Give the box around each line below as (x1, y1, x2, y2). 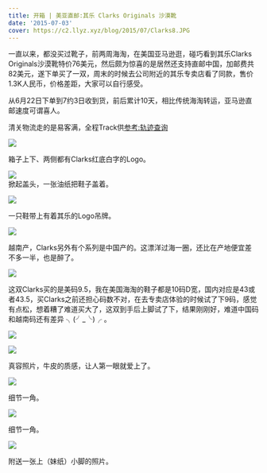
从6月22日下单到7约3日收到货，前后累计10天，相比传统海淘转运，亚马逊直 (8, 96, 253, 106)
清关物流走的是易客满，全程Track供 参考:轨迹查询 (8, 122, 168, 132)
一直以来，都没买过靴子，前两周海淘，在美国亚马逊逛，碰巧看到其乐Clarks (8, 49, 253, 59)
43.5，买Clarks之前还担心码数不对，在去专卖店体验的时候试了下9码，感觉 (14, 295, 257, 304)
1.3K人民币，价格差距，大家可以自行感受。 (8, 79, 148, 88)
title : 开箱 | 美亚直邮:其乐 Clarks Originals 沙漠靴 (8, 11, 177, 20)
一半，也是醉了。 (21, 253, 78, 262)
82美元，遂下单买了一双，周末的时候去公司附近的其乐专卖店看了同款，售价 (8, 69, 254, 79)
